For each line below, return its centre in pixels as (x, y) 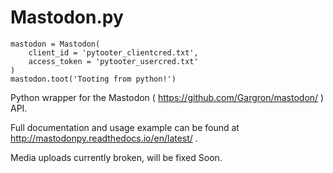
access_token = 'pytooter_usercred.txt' (113, 61)
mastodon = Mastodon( (55, 44)
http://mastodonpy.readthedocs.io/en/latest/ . (104, 138)
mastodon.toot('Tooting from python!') (93, 79)
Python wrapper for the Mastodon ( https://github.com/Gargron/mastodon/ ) (167, 97)
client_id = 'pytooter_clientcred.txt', (113, 52)
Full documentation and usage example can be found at (125, 127)
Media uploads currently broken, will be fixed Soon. (116, 157)
